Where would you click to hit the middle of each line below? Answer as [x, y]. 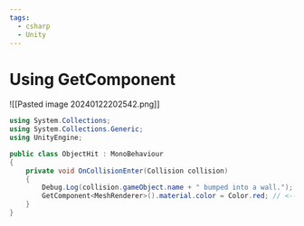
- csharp [34, 26]
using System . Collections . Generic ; [76, 129]
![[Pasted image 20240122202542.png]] [85, 104]
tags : [19, 18]
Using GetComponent [93, 79]
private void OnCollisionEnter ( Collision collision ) [127, 171]
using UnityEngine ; [46, 138]
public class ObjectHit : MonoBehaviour [87, 154]
